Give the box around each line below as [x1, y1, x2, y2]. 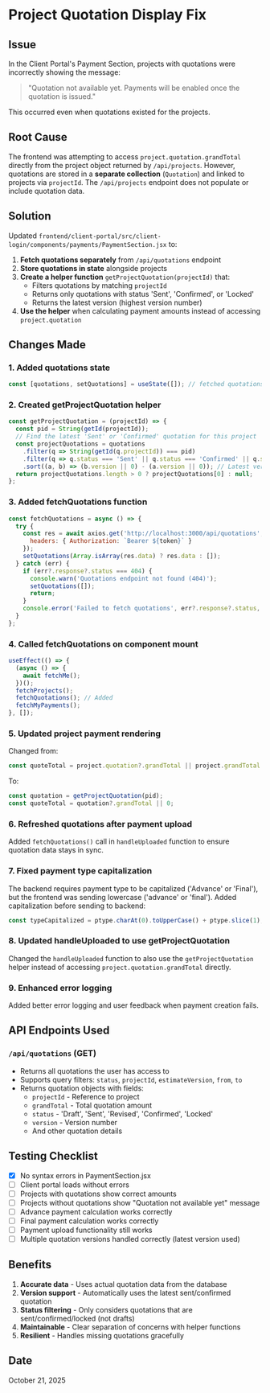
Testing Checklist [8, 1149, 98, 1163]
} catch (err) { [15, 559, 70, 568]
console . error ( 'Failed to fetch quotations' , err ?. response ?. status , [22, 605, 261, 613]
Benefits [8, 1258, 52, 1272]
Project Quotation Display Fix [8, 6, 207, 24]
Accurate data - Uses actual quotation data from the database [19, 1279, 227, 1288]
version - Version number [31, 1117, 118, 1127]
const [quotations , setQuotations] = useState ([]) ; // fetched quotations [8, 380, 264, 388]
